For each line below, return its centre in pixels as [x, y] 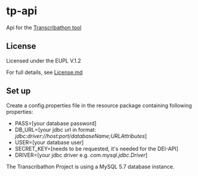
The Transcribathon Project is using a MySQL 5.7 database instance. [90, 166]
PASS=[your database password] [55, 123]
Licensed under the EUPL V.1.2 [44, 60]
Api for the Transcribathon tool [44, 27]
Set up [18, 91]
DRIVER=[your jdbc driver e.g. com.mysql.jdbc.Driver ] [81, 155]
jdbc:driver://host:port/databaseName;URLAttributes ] [81, 136]
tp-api [22, 11]
